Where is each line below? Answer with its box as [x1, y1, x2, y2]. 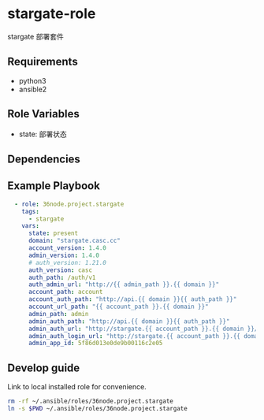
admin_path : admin [28, 310, 89, 318]
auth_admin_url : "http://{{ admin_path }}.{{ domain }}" [28, 281, 220, 288]
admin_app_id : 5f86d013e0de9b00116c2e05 [28, 340, 163, 348]
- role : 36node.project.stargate [14, 200, 125, 208]
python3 [18, 76, 46, 85]
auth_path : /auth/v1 [28, 273, 96, 281]
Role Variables [7, 107, 80, 121]
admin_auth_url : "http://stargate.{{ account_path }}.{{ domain [28, 325, 244, 333]
